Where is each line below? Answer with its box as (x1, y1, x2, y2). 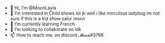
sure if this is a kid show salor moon (10, 16, 85, 21)
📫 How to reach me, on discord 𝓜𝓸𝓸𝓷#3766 (10, 32, 104, 38)
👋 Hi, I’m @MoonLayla (10, 5, 56, 11)
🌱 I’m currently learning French (10, 21, 75, 27)
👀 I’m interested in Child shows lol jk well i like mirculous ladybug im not (10, 10, 160, 16)
